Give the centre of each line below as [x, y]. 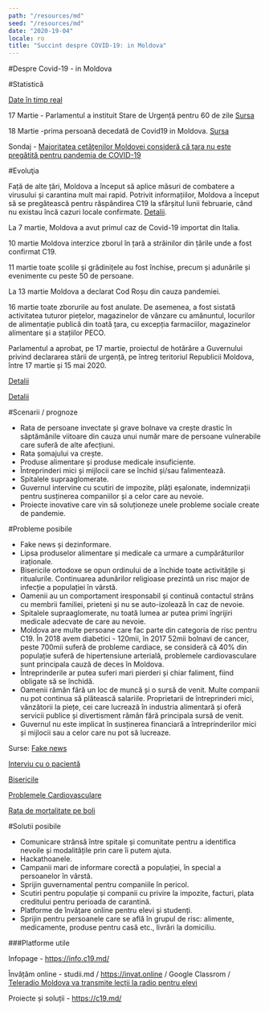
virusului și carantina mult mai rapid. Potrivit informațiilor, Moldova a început [134, 195]
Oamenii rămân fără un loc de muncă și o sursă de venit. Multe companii [139, 690]
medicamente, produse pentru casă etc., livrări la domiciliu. [118, 927]
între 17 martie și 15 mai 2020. [57, 365]
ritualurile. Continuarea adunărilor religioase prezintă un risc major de [135, 579]
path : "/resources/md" [46, 16]
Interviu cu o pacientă [45, 764]
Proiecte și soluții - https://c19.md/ [65, 998]
